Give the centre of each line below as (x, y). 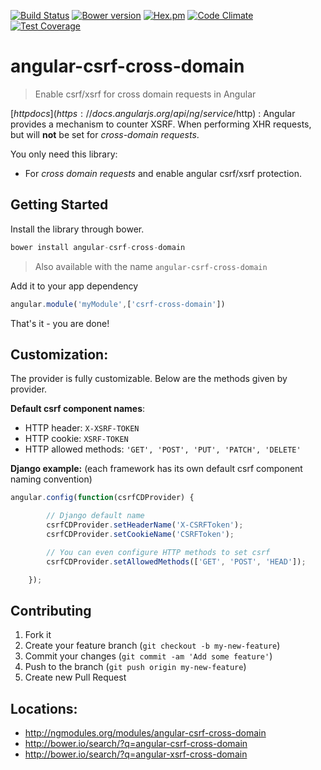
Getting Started (59, 205)
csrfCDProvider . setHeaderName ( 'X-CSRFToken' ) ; (145, 525)
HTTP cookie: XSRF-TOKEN (76, 439)
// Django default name (95, 516)
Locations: (44, 708)
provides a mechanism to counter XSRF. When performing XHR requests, (161, 124)
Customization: (59, 354)
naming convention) (51, 479)
